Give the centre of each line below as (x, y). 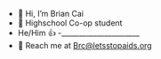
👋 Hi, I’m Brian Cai (51, 14)
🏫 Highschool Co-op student (70, 23)
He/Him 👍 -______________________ (79, 33)
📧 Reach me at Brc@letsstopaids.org (85, 45)
